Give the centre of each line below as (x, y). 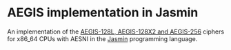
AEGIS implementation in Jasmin (103, 13)
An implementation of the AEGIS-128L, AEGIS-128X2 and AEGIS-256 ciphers (116, 32)
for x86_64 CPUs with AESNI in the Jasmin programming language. (102, 38)
